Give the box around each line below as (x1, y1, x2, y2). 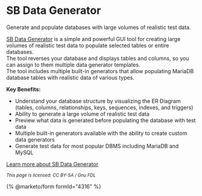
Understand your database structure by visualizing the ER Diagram (14, 97, 181, 105)
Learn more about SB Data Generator (6, 160, 98, 168)
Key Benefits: (6, 85, 41, 93)
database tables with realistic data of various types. (6, 74, 134, 81)
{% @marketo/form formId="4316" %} (6, 183, 101, 190)
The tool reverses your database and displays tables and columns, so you (6, 54, 189, 62)
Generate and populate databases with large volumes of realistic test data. (6, 24, 191, 31)
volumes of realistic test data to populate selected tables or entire (6, 42, 169, 49)
